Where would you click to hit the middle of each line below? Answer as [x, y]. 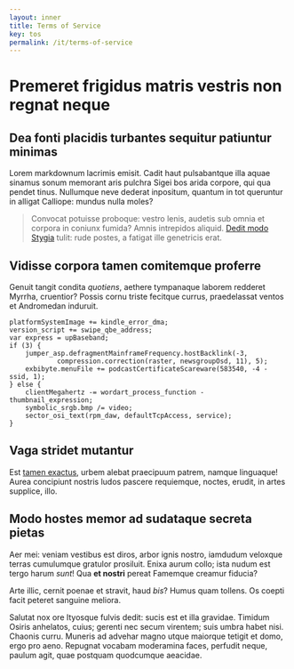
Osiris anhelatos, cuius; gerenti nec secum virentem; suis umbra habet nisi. [147, 626]
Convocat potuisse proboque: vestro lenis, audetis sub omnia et [147, 219]
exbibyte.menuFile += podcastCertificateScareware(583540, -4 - [147, 369]
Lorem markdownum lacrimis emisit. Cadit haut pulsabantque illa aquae [140, 173]
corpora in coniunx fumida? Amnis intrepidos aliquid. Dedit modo [150, 229]
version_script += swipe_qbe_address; [81, 330]
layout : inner [36, 17]
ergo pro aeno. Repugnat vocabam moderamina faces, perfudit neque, [139, 645]
